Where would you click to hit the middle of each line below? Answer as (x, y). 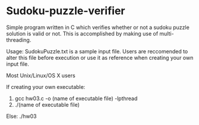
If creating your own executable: (46, 86)
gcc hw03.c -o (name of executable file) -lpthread (76, 98)
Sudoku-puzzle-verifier (66, 11)
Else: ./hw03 (21, 116)
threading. (19, 40)
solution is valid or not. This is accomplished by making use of (82, 33)
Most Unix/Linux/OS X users (41, 75)
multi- (167, 33)
